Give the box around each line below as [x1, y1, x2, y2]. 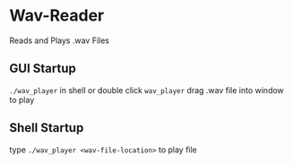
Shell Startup [9, 120, 84, 135]
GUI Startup [9, 61, 76, 76]
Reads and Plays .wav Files [9, 35, 110, 46]
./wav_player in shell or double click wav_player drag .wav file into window [9, 84, 284, 95]
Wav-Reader [9, 5, 105, 26]
